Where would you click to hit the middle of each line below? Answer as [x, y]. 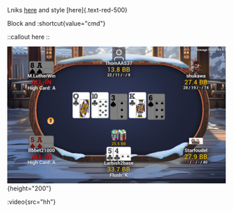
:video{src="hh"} [32, 202]
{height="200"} [29, 188]
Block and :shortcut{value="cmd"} [57, 23]
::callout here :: [28, 37]
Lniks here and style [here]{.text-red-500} [68, 10]
